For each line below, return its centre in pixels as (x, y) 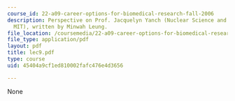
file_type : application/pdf (48, 40)
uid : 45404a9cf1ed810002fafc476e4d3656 (65, 65)
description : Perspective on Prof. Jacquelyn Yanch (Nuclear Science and (117, 20)
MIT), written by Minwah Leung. (61, 26)
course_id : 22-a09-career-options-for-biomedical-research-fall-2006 (111, 14)
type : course (26, 59)
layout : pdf (24, 46)
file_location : (29, 33)
